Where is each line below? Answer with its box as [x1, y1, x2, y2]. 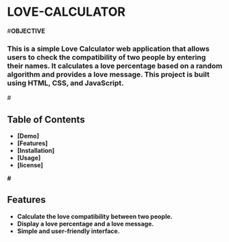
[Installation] [16, 147, 55, 155]
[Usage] [16, 154, 41, 162]
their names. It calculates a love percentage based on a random [7, 61, 223, 71]
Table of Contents [7, 114, 86, 125]
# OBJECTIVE [7, 27, 46, 35]
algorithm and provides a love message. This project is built [7, 69, 210, 79]
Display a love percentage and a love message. [16, 219, 154, 228]
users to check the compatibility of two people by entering [7, 52, 206, 62]
